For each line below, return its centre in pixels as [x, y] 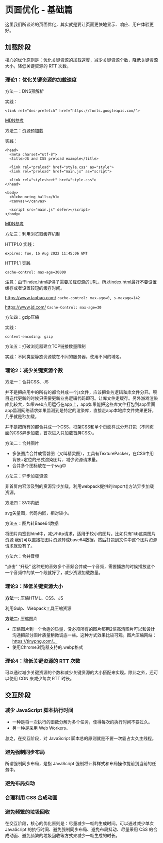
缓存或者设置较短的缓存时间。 [35, 288]
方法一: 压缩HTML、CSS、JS [34, 598]
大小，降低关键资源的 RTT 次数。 [38, 66]
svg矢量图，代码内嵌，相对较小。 [38, 513]
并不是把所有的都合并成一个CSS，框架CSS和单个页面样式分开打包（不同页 [80, 427]
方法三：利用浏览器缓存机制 [33, 234]
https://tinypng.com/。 [35, 641]
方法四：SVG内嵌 [22, 503]
